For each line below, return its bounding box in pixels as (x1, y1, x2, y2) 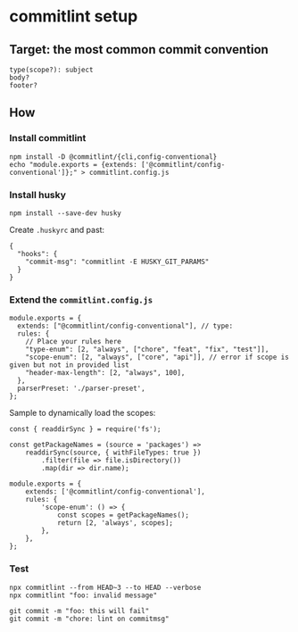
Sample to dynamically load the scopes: (9, 408, 156, 419)
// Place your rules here (25, 337, 122, 346)
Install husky (9, 188, 67, 201)
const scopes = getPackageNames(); (56, 511, 190, 520)
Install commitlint (9, 132, 87, 145)
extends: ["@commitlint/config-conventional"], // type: (17, 321, 234, 331)
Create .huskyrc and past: (9, 224, 105, 235)
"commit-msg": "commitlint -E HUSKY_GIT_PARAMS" (25, 257, 210, 266)
